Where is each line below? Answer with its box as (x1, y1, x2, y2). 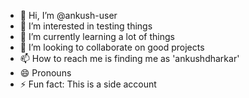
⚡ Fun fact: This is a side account (19, 78, 157, 90)
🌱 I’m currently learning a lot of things (19, 31, 175, 42)
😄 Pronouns (19, 67, 72, 79)
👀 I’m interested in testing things (19, 20, 153, 32)
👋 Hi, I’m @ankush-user (19, 10, 118, 21)
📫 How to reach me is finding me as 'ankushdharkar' (19, 53, 240, 64)
